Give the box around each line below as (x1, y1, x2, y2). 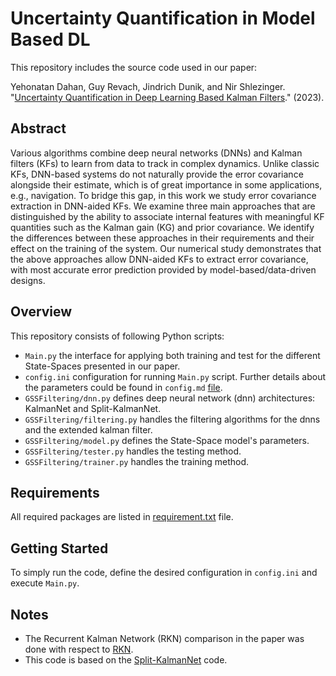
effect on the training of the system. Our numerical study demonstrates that (10, 242, 322, 254)
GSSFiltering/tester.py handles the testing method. (24, 445, 242, 457)
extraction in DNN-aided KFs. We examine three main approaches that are (10, 200, 316, 212)
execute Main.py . (10, 577, 80, 589)
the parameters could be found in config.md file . (24, 381, 223, 393)
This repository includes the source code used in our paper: (10, 61, 258, 73)
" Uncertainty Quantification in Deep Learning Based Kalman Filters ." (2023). (10, 91, 325, 103)
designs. (10, 274, 46, 286)
